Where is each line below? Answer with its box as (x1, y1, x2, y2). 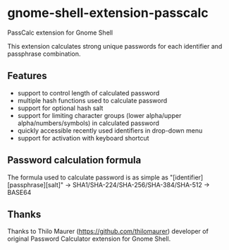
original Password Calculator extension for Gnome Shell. (7, 234, 171, 243)
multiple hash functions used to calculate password (17, 96, 168, 105)
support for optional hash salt (17, 104, 104, 112)
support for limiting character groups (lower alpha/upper (17, 111, 182, 119)
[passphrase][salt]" (7, 180, 64, 189)
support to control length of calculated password (17, 88, 160, 97)
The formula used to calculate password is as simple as (7, 173, 169, 181)
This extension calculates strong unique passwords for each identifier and (7, 42, 223, 50)
